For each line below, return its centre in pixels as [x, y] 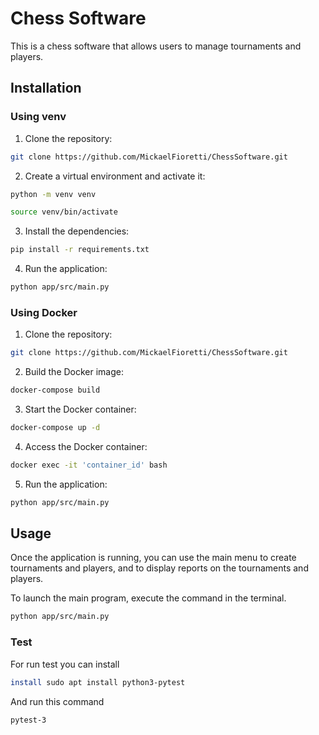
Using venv [38, 117]
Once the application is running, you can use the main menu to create [153, 558]
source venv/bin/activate [64, 212]
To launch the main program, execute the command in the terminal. [148, 598]
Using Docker [44, 312]
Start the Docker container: [80, 409]
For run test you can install [65, 664]
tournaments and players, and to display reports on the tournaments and [159, 568]
